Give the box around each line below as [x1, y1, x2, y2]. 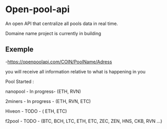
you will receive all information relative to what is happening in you [5, 68, 146, 74]
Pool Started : [5, 78, 34, 85]
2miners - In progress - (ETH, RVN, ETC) [5, 98, 91, 104]
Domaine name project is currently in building [5, 30, 101, 36]
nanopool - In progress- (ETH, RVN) [5, 88, 81, 94]
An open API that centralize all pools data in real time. [5, 20, 118, 27]
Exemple [5, 45, 34, 54]
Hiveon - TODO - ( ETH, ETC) [5, 108, 68, 114]
